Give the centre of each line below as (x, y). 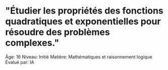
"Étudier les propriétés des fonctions (85, 11)
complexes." (32, 43)
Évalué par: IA (20, 62)
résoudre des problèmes (58, 32)
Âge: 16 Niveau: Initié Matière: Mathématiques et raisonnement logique (79, 57)
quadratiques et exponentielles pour (83, 21)
